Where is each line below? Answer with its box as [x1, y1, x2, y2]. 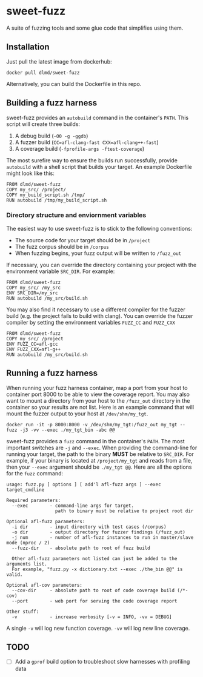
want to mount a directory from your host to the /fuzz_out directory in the [6, 397, 190, 404]
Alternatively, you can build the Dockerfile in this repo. [6, 80, 142, 87]
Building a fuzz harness [6, 98, 98, 108]
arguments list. [6, 561, 47, 567]
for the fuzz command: [6, 469, 64, 477]
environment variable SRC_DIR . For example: [6, 268, 115, 275]
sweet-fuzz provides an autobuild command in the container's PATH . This [6, 114, 189, 121]
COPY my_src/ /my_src [6, 285, 61, 291]
